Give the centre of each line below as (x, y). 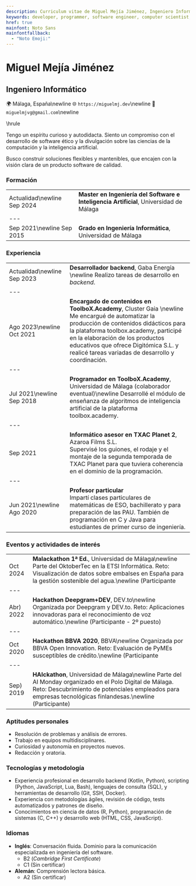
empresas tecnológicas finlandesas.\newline (93, 696)
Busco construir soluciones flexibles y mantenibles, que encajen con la (91, 159)
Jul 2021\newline (33, 393)
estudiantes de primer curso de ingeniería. (127, 527)
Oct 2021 (22, 334)
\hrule (13, 123)
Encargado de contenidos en (111, 301)
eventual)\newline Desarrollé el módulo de (127, 393)
